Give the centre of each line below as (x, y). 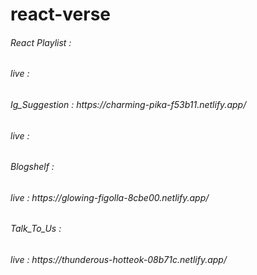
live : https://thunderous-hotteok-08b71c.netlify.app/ (118, 260)
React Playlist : (41, 42)
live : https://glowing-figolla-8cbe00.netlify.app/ (110, 197)
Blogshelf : (32, 167)
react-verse (61, 14)
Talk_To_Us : (36, 229)
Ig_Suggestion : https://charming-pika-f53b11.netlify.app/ (128, 104)
